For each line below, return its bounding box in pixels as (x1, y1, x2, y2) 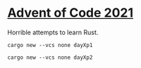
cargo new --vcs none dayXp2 (7, 54, 93, 61)
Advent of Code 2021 (7, 5, 134, 21)
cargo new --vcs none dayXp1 (7, 41, 93, 48)
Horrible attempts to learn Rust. (7, 28, 99, 36)
